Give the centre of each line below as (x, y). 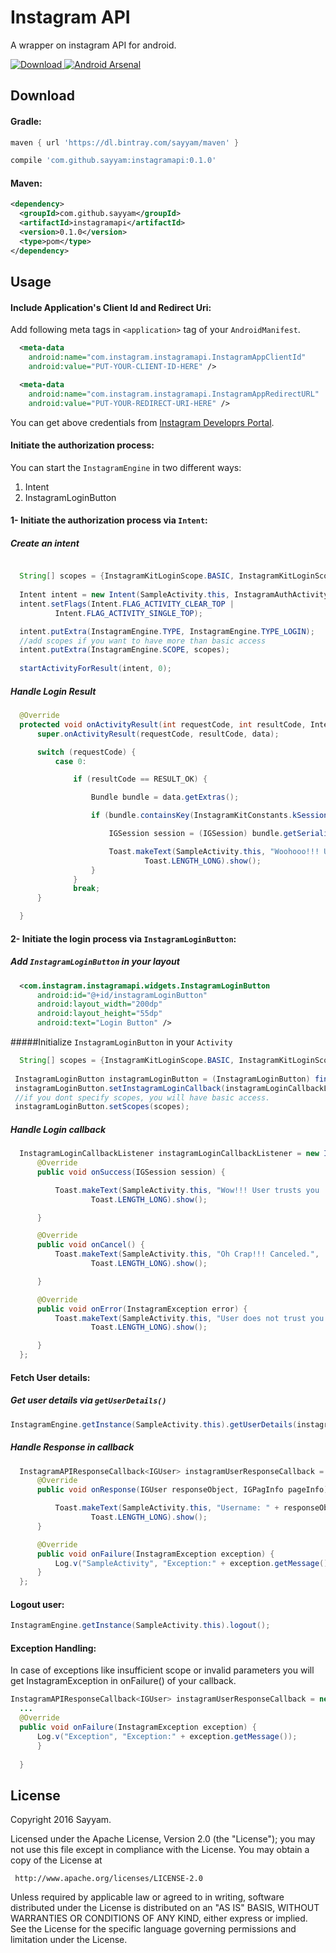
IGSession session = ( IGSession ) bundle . (196, 834)
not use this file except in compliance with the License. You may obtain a (160, 1850)
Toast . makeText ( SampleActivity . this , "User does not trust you (189, 1318)
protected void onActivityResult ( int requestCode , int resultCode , (163, 724)
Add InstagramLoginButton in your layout (95, 962)
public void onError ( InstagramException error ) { (142, 1309)
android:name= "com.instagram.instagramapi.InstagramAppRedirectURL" (174, 394)
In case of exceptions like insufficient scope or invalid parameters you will (162, 1670)
